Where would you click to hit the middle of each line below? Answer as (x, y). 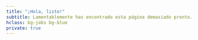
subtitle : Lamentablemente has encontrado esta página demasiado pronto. (100, 17)
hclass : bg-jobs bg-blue (37, 22)
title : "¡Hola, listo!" (36, 11)
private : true (24, 28)
